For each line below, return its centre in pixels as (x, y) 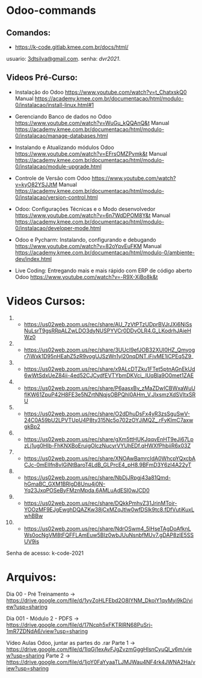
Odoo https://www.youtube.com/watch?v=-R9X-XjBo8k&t (86, 276)
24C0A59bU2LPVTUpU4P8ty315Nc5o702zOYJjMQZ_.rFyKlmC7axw (109, 420)
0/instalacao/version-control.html (56, 197)
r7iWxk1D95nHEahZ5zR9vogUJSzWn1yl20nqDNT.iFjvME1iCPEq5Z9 (107, 356)
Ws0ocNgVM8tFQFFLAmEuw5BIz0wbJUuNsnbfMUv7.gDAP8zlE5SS (109, 535)
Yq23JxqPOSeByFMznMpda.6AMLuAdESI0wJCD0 (87, 490)
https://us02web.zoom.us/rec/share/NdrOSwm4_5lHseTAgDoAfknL (107, 528)
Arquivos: (31, 577)
